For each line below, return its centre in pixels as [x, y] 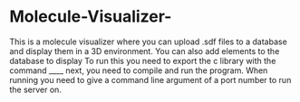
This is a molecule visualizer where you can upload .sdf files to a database [148, 42]
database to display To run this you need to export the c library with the [143, 60]
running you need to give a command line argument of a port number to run [150, 79]
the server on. [35, 89]
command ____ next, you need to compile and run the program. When [139, 70]
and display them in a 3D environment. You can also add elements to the [145, 51]
